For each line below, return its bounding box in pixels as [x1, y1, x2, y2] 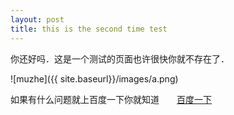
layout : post [10, 14, 65, 25]
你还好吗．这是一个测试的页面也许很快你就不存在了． [10, 52, 230, 65]
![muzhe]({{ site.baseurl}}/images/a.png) [10, 72, 179, 85]
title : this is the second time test [10, 24, 168, 34]
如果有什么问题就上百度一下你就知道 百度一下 [10, 93, 212, 105]
